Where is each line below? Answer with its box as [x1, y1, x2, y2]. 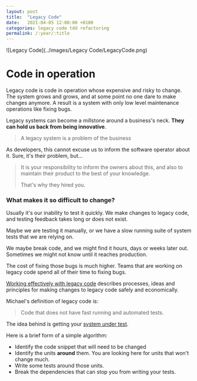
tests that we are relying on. [6, 233, 74, 240]
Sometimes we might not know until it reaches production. [6, 251, 147, 258]
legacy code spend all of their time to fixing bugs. [6, 269, 127, 276]
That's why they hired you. [20, 181, 86, 188]
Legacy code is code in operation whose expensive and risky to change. [6, 87, 182, 94]
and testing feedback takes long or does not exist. [6, 216, 128, 223]
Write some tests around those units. [14, 362, 104, 369]
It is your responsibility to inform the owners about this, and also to [20, 164, 183, 171]
